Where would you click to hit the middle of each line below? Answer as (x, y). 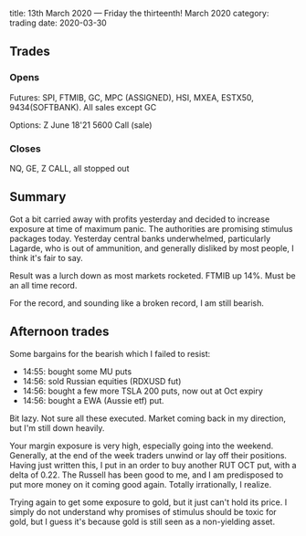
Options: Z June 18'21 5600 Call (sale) (81, 125)
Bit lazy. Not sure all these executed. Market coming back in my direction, (148, 418)
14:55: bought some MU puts (77, 371)
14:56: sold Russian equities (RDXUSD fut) (102, 381)
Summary (38, 197)
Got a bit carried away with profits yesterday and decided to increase (140, 219)
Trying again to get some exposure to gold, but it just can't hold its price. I (148, 502)
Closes (25, 148)
